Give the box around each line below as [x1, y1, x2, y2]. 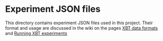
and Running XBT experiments [5, 30, 68, 36]
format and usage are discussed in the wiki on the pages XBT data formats [5, 25, 158, 31]
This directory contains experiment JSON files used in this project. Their [5, 20, 153, 26]
